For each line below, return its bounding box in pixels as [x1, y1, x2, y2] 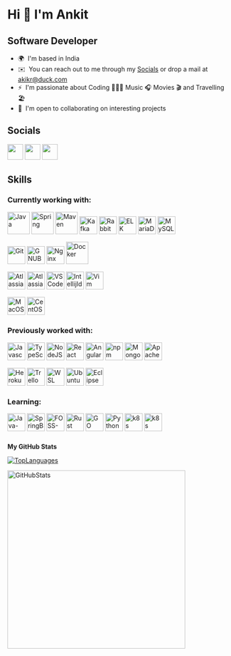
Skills [7, 174, 32, 186]
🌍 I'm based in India [17, 54, 80, 63]
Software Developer [7, 35, 98, 47]
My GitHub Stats [7, 442, 58, 451]
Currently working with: [7, 195, 92, 205]
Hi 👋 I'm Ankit [7, 6, 89, 23]
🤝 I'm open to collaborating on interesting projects [17, 104, 166, 113]
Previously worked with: [7, 326, 93, 336]
